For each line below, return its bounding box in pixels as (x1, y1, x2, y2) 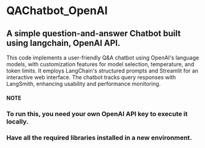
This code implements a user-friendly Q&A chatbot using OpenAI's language (6, 54, 199, 61)
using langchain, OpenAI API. (6, 37, 121, 48)
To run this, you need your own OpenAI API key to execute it (6, 109, 188, 118)
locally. (6, 117, 29, 126)
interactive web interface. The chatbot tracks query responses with (6, 74, 176, 80)
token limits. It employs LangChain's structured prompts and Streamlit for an (6, 67, 199, 74)
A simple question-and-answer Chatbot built (6, 28, 181, 39)
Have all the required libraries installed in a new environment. (6, 133, 193, 142)
